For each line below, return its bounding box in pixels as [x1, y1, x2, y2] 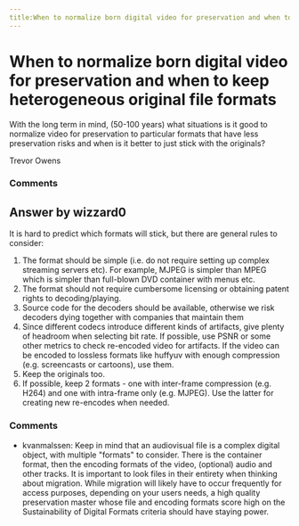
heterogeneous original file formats [9, 89, 278, 110]
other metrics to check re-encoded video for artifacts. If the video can [21, 341, 280, 351]
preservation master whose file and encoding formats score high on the [21, 497, 286, 507]
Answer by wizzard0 [9, 204, 126, 219]
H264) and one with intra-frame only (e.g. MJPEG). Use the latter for [21, 388, 274, 399]
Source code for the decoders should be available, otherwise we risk [21, 302, 275, 313]
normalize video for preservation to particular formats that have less [9, 128, 259, 139]
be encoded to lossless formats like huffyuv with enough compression [21, 349, 280, 361]
